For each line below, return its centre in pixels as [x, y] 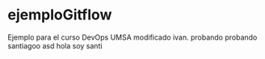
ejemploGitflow [60, 15]
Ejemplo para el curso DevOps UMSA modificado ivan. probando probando [132, 37]
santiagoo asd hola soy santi [55, 45]
